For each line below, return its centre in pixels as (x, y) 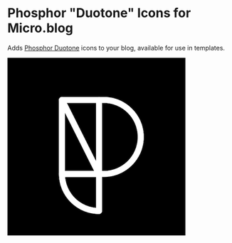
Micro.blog (40, 28)
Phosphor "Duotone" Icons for (99, 13)
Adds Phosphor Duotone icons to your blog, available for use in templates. (116, 48)
